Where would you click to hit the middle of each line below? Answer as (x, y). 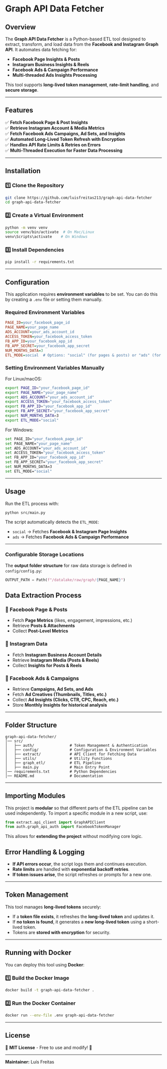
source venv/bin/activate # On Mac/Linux (50, 232)
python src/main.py (25, 513)
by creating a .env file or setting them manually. (54, 300)
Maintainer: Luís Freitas (30, 1062)
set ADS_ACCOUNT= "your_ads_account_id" (46, 448)
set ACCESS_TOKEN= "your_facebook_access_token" (55, 453)
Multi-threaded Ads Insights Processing (54, 75)
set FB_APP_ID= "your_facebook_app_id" (45, 458)
